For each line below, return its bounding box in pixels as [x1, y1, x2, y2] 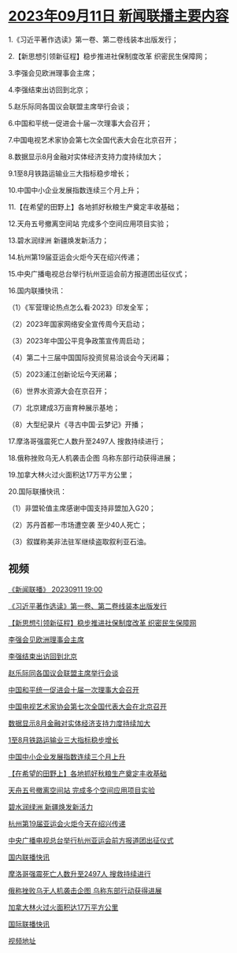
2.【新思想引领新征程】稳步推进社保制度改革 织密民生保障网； [8, 51, 210, 61]
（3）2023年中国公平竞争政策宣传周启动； [8, 336, 147, 345]
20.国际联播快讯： [8, 486, 68, 496]
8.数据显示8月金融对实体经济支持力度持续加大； [8, 151, 164, 161]
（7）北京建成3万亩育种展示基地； [8, 402, 120, 412]
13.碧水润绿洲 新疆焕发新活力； [8, 235, 109, 245]
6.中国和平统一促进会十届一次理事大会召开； [8, 118, 153, 128]
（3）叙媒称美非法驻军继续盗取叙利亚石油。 [8, 536, 151, 546]
